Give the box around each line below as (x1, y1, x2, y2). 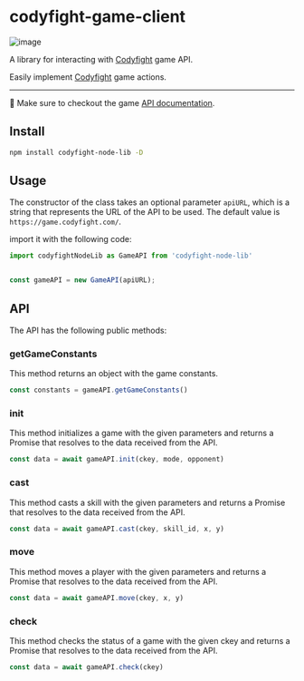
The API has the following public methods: (9, 325, 167, 336)
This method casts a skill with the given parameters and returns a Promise (9, 497, 286, 508)
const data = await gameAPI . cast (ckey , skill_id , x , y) (9, 524, 224, 533)
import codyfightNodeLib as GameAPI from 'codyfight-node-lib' (9, 251, 253, 260)
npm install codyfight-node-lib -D (9, 148, 144, 157)
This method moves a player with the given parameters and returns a (9, 566, 267, 577)
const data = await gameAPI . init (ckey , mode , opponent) (9, 455, 224, 464)
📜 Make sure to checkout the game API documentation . (9, 97, 215, 108)
